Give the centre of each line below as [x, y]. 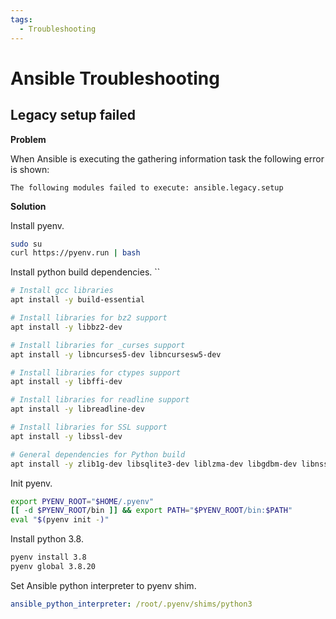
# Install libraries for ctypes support [96, 372]
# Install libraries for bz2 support [89, 318]
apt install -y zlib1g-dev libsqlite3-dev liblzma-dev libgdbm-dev [154, 464]
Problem [28, 139]
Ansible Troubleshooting [115, 78]
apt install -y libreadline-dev [77, 409]
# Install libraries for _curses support [98, 345]
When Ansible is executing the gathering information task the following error [167, 158]
